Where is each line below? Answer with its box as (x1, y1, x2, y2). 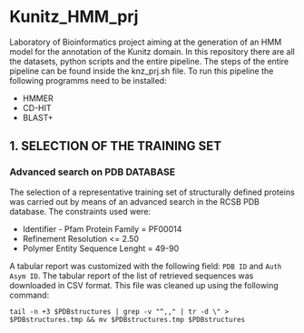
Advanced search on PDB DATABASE (9, 166, 175, 178)
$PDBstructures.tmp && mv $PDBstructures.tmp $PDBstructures (9, 315, 246, 324)
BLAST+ (22, 112, 54, 123)
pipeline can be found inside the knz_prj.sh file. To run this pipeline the (9, 66, 274, 76)
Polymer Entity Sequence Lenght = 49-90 (22, 243, 180, 254)
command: (9, 289, 50, 300)
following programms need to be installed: (9, 75, 167, 86)
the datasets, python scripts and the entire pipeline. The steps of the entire (9, 55, 289, 66)
